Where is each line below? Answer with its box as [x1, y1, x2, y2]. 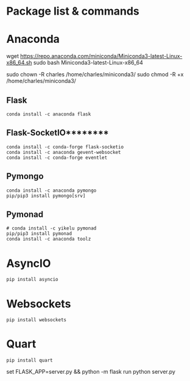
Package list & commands [6, 4, 139, 18]
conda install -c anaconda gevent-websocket [6, 149, 121, 155]
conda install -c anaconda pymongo [6, 187, 97, 194]
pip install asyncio [6, 277, 59, 283]
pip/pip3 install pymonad [6, 231, 72, 237]
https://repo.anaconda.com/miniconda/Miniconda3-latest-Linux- [20, 53, 183, 60]
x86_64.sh [6, 59, 32, 67]
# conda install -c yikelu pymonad [6, 225, 97, 231]
